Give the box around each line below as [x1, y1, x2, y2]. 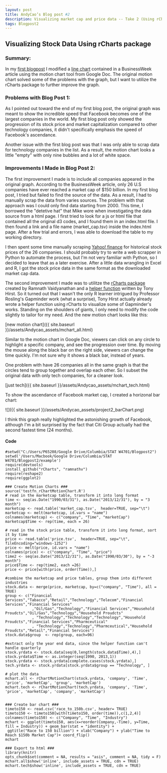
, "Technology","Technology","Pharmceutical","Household [31, 624, 153, 629]
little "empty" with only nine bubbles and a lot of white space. [5, 152, 131, 158]
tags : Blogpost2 [5, 21, 39, 26]
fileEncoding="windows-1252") [5, 541, 68, 546]
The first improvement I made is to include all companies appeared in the [5, 176, 155, 182]
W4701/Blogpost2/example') [5, 458, 61, 463]
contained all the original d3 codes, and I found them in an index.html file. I [5, 218, 158, 224]
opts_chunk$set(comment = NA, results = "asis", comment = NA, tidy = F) [5, 754, 162, 760]
